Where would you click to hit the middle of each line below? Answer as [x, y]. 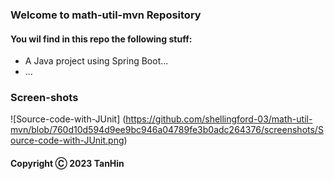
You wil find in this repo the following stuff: [101, 39]
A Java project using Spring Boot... [96, 61]
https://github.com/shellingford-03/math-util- [219, 119]
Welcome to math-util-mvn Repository [106, 15]
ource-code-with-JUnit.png [67, 140]
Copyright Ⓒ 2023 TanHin [67, 164]
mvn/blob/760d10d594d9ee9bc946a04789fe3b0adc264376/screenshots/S [167, 130]
